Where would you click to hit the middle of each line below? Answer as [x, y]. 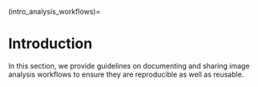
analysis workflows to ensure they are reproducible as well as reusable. [126, 74]
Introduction [50, 44]
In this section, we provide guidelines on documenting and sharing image [129, 65]
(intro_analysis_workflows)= [54, 12]
